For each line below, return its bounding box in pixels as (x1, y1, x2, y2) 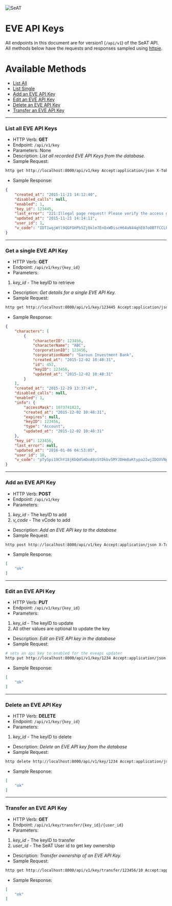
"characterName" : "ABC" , (32, 343, 86, 348)
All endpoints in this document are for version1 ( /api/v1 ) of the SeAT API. (5, 39, 159, 46)
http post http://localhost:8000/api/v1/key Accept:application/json (5, 542, 157, 547)
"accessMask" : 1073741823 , (24, 405, 81, 410)
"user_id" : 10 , (14, 452, 47, 458)
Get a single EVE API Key (5, 247, 68, 254)
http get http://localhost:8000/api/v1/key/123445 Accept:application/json (5, 305, 170, 310)
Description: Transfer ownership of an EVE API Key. (12, 852, 122, 858)
